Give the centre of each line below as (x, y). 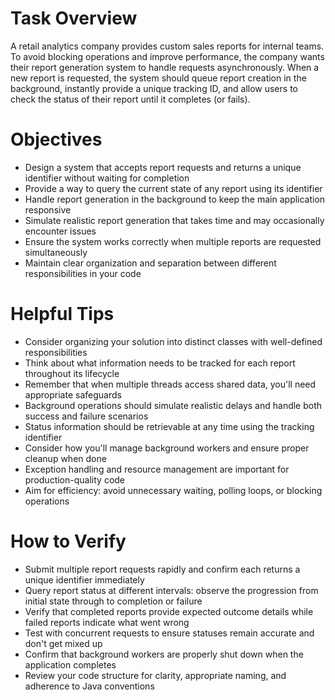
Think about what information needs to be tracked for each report (160, 363)
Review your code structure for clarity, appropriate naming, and (155, 675)
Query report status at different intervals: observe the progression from (171, 590)
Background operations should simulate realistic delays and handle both (173, 405)
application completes (70, 664)
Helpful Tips (62, 314)
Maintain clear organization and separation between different (150, 263)
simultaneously (56, 252)
